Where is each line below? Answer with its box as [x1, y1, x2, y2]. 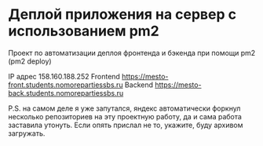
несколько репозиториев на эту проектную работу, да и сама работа [8, 111, 242, 121]
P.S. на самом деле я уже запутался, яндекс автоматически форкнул [8, 104, 241, 113]
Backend [124, 80, 154, 89]
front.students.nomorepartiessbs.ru [8, 80, 123, 89]
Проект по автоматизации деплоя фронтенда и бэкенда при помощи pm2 [8, 48, 256, 57]
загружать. [8, 128, 46, 138]
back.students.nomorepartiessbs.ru [8, 88, 124, 97]
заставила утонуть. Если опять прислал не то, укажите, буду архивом [8, 120, 243, 130]
